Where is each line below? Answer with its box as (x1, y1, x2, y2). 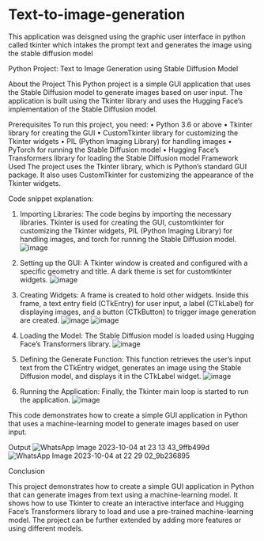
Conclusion (8, 466, 46, 475)
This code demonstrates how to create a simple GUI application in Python (8, 410, 248, 420)
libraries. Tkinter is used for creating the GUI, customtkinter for (19, 218, 224, 227)
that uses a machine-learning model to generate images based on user (8, 418, 239, 428)
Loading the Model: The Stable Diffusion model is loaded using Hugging (19, 331, 255, 340)
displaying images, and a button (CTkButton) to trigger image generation (19, 307, 257, 316)
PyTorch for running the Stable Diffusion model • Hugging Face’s (8, 145, 220, 154)
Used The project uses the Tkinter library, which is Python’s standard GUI (8, 161, 247, 171)
